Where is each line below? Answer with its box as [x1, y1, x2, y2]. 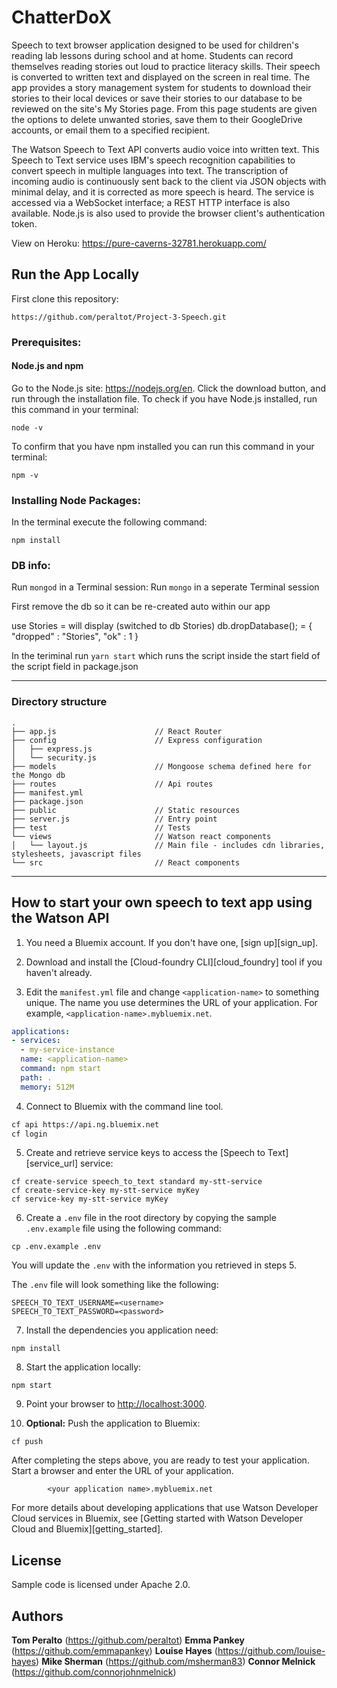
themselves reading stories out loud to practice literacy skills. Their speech [11, 60, 321, 72]
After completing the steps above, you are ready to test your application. [11, 1454, 310, 1466]
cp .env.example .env [11, 1242, 102, 1252]
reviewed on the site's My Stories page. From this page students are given [11, 102, 318, 115]
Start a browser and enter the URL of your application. [11, 1465, 234, 1477]
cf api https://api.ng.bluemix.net [11, 1119, 160, 1130]
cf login [11, 1129, 48, 1139]
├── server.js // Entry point [11, 814, 218, 824]
